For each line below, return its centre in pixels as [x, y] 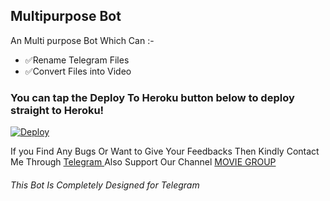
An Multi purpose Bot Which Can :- [82, 40]
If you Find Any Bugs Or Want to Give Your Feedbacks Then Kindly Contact [165, 151]
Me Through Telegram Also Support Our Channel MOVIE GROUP [143, 162]
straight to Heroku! [57, 110]
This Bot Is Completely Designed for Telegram [105, 185]
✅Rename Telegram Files [77, 60]
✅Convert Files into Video [78, 71]
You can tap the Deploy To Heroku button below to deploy [152, 97]
